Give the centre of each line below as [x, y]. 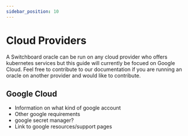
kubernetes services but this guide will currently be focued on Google [90, 63]
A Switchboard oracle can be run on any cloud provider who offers [87, 57]
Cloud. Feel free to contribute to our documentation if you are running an [94, 69]
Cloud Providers [46, 40]
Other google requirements [47, 114]
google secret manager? [44, 120]
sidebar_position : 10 [33, 11]
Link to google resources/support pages [63, 127]
